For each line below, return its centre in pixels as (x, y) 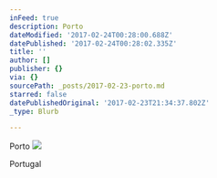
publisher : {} (36, 69)
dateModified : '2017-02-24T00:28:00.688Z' (91, 35)
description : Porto (46, 26)
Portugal (26, 164)
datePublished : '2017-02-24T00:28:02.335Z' (93, 43)
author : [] (30, 60)
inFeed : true (34, 18)
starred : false (38, 94)
